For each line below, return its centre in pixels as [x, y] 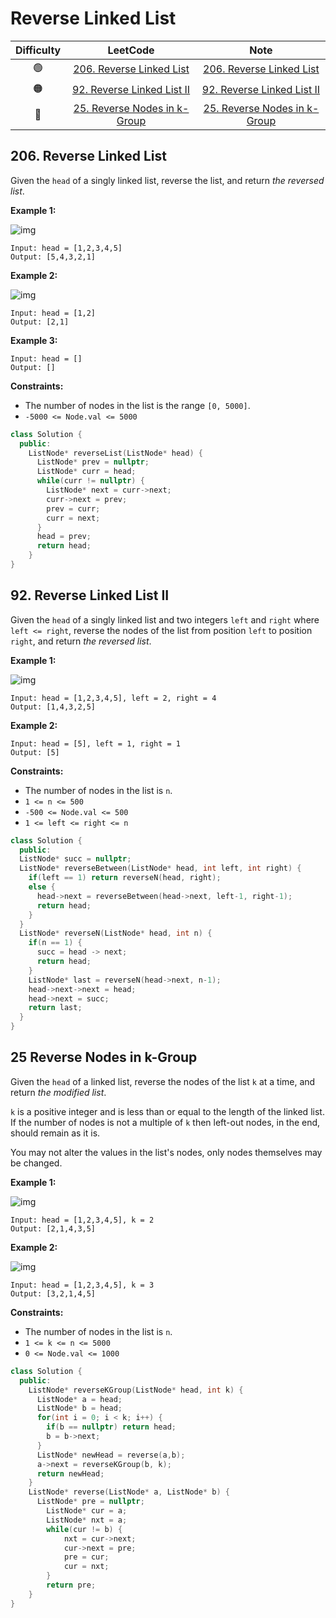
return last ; [55, 1008]
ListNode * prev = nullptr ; [93, 462]
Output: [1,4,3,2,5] [53, 707]
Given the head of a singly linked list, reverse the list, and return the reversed [167, 180]
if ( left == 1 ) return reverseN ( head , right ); [125, 878]
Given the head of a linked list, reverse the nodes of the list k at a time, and [163, 1081]
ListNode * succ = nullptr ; [75, 859]
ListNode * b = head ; [79, 1408]
